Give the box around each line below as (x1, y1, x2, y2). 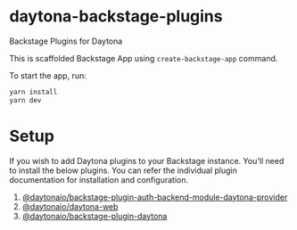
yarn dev (9, 95, 42, 104)
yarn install (9, 87, 58, 96)
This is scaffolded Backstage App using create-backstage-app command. (9, 53, 278, 63)
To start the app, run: (9, 70, 87, 81)
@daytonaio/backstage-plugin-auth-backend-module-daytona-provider (21, 192, 288, 202)
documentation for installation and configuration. (9, 174, 189, 185)
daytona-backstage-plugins (9, 6, 223, 27)
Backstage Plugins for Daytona (9, 36, 123, 46)
